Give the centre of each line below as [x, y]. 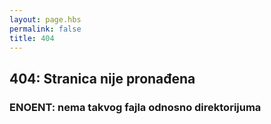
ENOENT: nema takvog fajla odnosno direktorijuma [135, 107]
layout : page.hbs [45, 19]
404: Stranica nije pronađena [102, 78]
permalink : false [45, 29]
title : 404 [32, 38]
